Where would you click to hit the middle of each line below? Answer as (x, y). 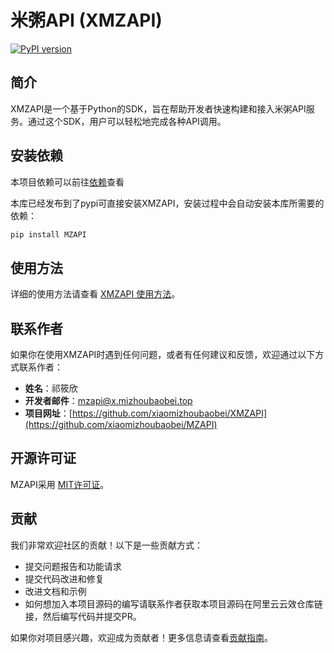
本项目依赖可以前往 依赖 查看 (67, 182)
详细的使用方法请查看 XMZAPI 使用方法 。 (95, 294)
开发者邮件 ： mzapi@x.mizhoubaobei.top (108, 401)
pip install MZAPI (48, 234)
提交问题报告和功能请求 (73, 566)
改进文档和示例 (55, 591)
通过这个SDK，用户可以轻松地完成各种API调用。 (127, 121)
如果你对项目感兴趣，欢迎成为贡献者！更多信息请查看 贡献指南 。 (141, 637)
